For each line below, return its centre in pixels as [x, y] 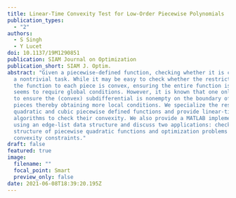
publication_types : [36, 20]
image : [17, 158]
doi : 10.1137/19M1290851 [44, 53]
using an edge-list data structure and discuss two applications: [113, 125]
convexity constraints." [50, 138]
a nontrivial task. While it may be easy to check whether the [108, 79]
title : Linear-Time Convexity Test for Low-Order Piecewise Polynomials [116, 14]
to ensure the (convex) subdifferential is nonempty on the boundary [117, 99]
